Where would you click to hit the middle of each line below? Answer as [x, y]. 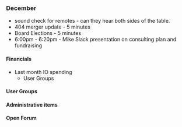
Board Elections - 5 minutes [48, 33]
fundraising [28, 45]
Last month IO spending [43, 72]
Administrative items [32, 105]
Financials [19, 59]
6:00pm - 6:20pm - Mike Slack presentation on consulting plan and [95, 40]
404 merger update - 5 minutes [52, 27]
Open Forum [21, 118]
